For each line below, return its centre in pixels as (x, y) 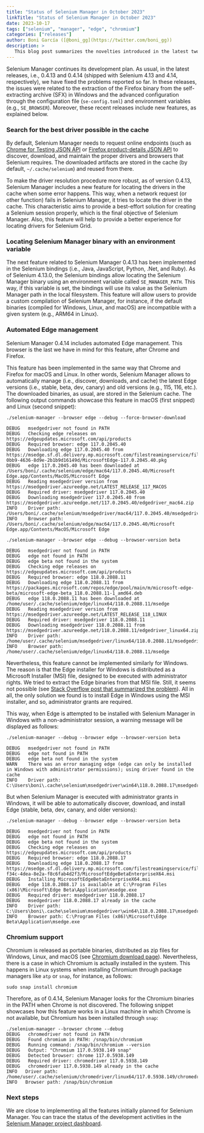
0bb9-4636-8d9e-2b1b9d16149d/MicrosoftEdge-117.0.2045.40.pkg (87, 460)
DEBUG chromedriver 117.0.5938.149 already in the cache (83, 1066)
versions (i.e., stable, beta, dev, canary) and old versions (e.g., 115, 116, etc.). (102, 387)
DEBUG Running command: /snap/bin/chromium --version (78, 1045)
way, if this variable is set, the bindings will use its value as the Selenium (97, 288)
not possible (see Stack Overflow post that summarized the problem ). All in (100, 689)
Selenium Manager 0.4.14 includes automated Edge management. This (94, 343)
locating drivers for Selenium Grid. (49, 226)
